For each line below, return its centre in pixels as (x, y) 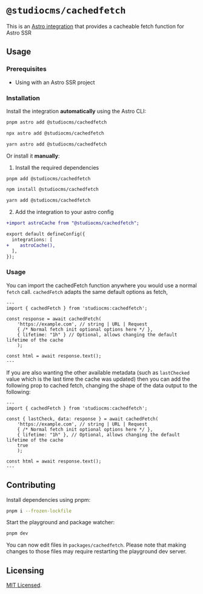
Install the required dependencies (57, 167)
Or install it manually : (33, 156)
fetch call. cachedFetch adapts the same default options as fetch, (87, 292)
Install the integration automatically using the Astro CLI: (76, 111)
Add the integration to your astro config (64, 212)
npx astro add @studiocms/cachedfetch (55, 133)
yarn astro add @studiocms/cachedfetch (57, 144)
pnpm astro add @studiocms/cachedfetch (57, 122)
